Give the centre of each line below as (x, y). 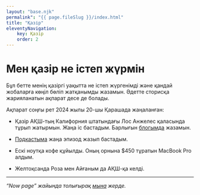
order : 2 (28, 39)
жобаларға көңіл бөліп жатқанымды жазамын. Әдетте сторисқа (88, 92)
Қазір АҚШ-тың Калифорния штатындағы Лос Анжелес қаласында (100, 121)
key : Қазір (30, 34)
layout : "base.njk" (30, 12)
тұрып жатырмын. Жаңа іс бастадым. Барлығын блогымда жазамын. (103, 127)
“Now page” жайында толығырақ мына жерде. (66, 185)
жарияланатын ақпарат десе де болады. (58, 98)
